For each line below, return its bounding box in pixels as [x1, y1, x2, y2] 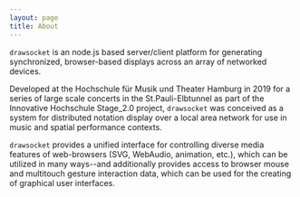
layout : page [9, 13, 59, 23]
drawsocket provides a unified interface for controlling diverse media [9, 139, 265, 150]
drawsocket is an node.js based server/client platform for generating [9, 46, 263, 57]
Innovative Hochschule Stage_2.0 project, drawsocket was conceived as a [9, 102, 284, 113]
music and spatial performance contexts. [9, 121, 163, 132]
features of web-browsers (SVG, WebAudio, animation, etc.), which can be [9, 148, 288, 159]
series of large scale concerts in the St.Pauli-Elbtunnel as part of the [9, 92, 265, 104]
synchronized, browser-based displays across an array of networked [9, 56, 267, 67]
